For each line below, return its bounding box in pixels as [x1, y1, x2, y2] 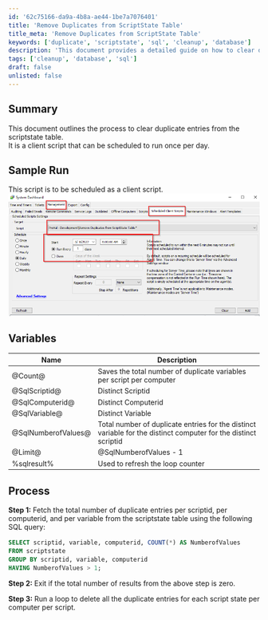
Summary [8, 102, 58, 116]
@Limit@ [11, 448, 41, 457]
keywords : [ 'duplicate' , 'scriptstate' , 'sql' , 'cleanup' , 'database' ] [8, 38, 251, 46]
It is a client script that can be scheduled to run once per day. [8, 140, 210, 150]
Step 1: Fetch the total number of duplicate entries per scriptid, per [8, 505, 227, 515]
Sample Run [8, 164, 69, 177]
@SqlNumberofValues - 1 [97, 448, 183, 457]
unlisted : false [8, 72, 62, 80]
